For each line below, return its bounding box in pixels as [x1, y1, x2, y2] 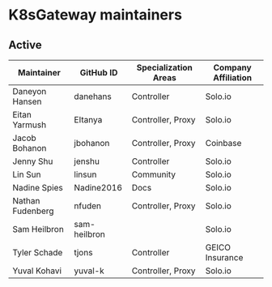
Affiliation [213, 72, 253, 83]
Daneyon [12, 86, 47, 96]
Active [8, 38, 42, 52]
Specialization [136, 62, 193, 73]
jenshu [74, 156, 100, 167]
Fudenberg [12, 205, 54, 216]
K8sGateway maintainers [8, 6, 182, 24]
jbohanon [74, 138, 110, 148]
